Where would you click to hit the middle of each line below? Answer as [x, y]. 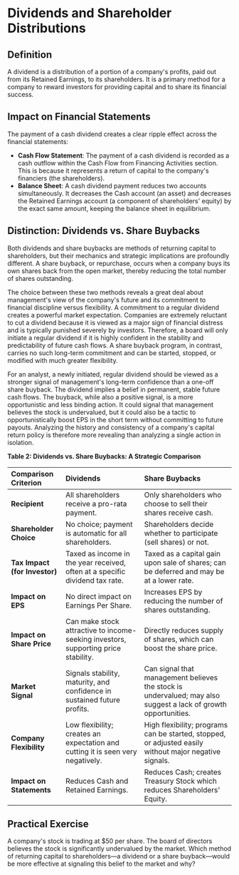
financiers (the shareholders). [61, 178]
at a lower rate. [169, 580]
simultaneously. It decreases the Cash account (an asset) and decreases [124, 193]
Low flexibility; [89, 725]
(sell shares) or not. [176, 542]
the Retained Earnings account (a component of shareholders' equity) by [124, 200]
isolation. [21, 442]
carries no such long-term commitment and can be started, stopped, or [112, 353]
